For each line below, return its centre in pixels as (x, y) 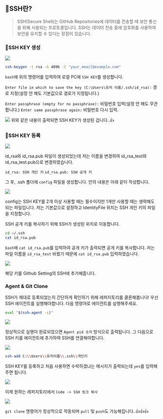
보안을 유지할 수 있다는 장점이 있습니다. (54, 34)
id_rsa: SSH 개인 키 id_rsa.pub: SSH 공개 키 (49, 172)
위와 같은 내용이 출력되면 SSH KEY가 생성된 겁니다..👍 (63, 120)
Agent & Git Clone (26, 286)
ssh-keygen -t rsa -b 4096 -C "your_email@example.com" (63, 67)
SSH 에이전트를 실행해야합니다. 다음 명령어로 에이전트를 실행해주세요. (71, 304)
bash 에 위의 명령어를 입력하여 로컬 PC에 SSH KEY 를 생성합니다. (64, 76)
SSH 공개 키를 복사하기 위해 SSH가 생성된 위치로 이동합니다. (62, 224)
